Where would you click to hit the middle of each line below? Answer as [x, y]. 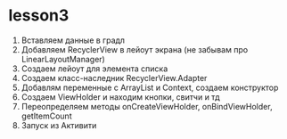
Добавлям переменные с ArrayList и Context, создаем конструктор [150, 87]
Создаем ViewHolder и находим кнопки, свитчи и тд [120, 97]
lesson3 [39, 16]
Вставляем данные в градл [73, 40]
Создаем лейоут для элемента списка [94, 69]
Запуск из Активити [59, 125]
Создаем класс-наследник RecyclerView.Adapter [114, 78]
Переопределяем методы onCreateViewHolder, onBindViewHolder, [147, 106]
